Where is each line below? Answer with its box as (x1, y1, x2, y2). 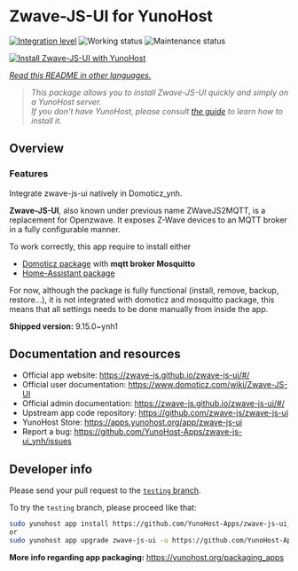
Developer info (9, 461, 93, 476)
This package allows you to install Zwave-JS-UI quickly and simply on (30, 87, 289, 98)
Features (9, 168, 49, 180)
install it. (30, 115, 62, 126)
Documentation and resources (9, 347, 181, 362)
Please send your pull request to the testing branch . (9, 485, 201, 496)
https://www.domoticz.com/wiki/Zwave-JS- (128, 379, 288, 390)
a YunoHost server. (30, 96, 102, 107)
